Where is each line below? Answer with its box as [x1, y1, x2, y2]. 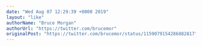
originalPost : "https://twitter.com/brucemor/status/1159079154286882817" [6, 31, 198, 37]
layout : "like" [6, 14, 44, 20]
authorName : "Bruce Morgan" [6, 20, 77, 26]
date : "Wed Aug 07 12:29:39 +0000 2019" [6, 8, 109, 15]
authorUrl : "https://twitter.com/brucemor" [6, 25, 117, 32]
